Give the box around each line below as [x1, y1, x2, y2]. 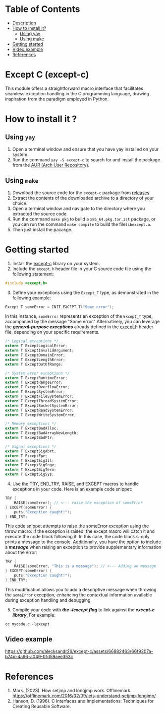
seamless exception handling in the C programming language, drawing [5, 90, 150, 96]
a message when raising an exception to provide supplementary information [5, 544, 162, 550]
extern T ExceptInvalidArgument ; [5, 348, 74, 353]
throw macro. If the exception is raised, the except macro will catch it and [5, 528, 155, 534]
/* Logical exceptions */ [5, 339, 58, 344]
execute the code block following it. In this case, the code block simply [5, 534, 150, 540]
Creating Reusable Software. [12, 703, 71, 709]
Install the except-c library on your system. [12, 260, 100, 266]
